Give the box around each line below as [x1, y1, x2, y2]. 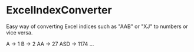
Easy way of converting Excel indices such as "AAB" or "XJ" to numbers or [6, 23, 189, 30]
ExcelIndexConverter [6, 4, 112, 17]
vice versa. [6, 29, 33, 36]
